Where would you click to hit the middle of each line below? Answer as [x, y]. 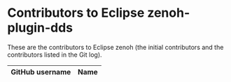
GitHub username [41, 71]
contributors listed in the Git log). [55, 55]
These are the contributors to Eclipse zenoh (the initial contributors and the [115, 47]
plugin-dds [40, 28]
